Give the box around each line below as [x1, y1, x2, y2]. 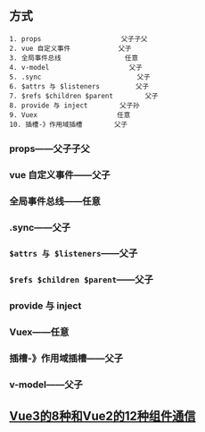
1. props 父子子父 [9, 34, 149, 43]
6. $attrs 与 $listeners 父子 [9, 81, 150, 91]
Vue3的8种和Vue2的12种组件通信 [9, 409, 196, 424]
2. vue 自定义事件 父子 [9, 44, 132, 53]
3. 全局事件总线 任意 [9, 53, 139, 63]
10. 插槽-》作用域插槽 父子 [9, 120, 127, 129]
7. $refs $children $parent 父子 [9, 91, 159, 100]
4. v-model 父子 [9, 63, 143, 72]
